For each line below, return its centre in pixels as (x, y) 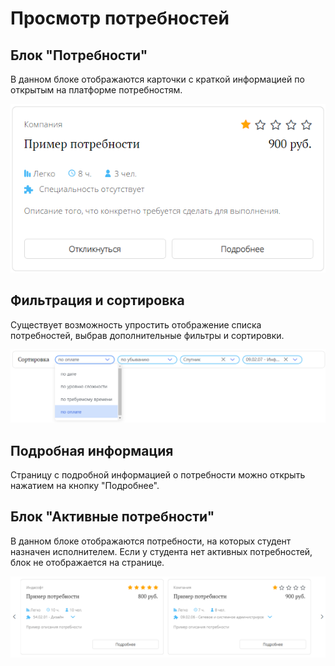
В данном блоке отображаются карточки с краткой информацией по (157, 79)
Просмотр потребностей (120, 18)
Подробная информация (92, 450)
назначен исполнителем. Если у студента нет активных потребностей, (161, 551)
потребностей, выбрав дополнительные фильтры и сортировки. (147, 335)
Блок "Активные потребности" (112, 517)
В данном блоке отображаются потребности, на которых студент (151, 541)
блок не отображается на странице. (87, 562)
